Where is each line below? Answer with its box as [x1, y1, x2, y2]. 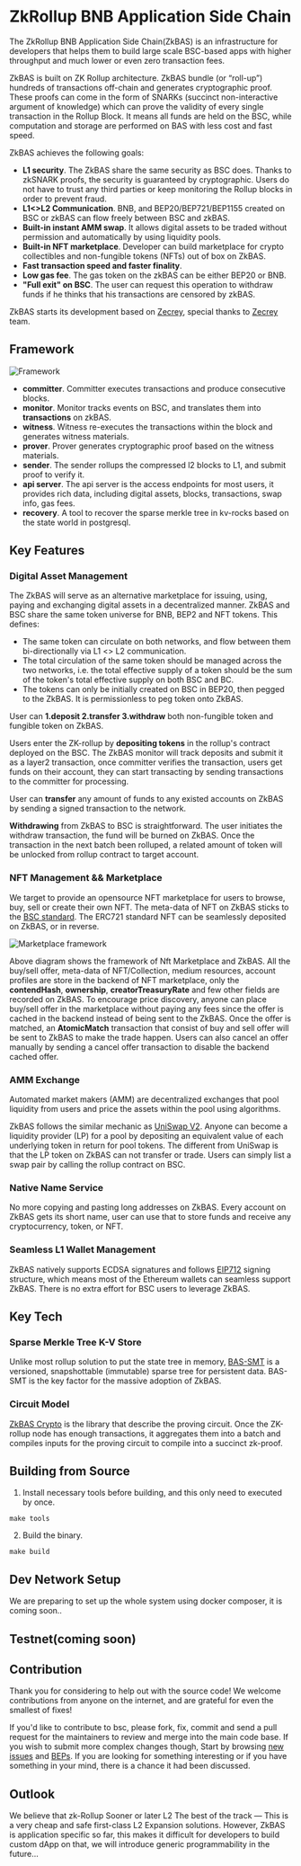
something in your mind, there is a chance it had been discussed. [9, 1760, 251, 1772]
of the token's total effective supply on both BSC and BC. [22, 674, 235, 685]
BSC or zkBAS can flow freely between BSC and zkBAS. [22, 212, 231, 223]
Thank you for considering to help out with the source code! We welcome [9, 1685, 281, 1696]
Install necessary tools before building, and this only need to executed [22, 1488, 283, 1498]
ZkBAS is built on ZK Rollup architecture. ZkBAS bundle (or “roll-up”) [9, 72, 263, 83]
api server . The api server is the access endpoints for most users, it [22, 478, 274, 489]
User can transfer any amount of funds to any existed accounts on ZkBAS [9, 794, 284, 804]
